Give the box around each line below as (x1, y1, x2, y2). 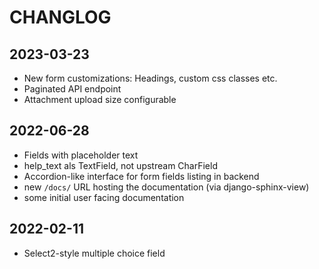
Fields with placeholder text (23, 149, 139, 161)
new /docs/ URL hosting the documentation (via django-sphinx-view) (23, 181, 310, 193)
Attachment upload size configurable (23, 94, 177, 105)
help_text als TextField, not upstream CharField (23, 159, 218, 171)
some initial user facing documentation (23, 191, 185, 203)
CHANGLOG (9, 6, 112, 29)
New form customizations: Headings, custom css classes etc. (23, 72, 278, 84)
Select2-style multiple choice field (23, 247, 166, 259)
